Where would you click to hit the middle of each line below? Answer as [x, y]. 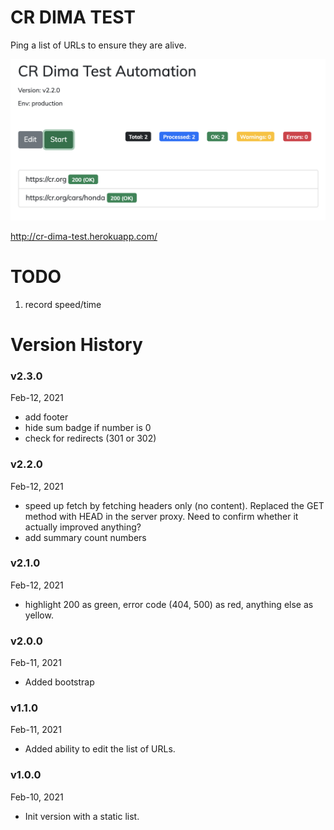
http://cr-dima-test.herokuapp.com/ [84, 236]
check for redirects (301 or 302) [90, 438]
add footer [46, 417]
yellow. [39, 615]
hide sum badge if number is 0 [88, 428]
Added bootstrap [59, 682]
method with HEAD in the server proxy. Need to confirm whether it [161, 516]
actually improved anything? [83, 527]
